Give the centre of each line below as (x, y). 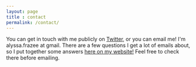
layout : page (22, 11)
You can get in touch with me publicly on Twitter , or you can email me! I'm (96, 39)
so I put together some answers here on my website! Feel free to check (93, 52)
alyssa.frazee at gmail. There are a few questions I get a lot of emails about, (98, 45)
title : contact (26, 17)
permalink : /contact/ (33, 22)
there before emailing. (33, 58)
